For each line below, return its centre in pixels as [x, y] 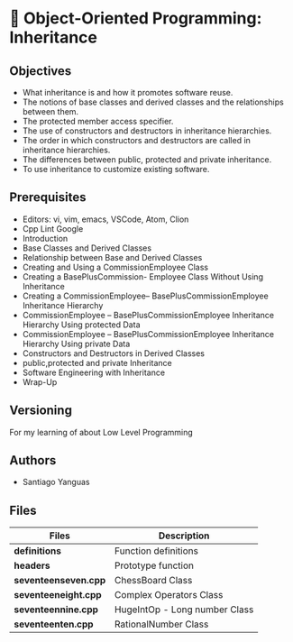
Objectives [41, 71]
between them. [50, 111]
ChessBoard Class [153, 581]
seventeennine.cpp [56, 610]
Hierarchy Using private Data [76, 344]
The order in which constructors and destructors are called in [136, 140]
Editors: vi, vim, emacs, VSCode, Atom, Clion [105, 219]
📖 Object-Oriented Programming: [136, 18]
